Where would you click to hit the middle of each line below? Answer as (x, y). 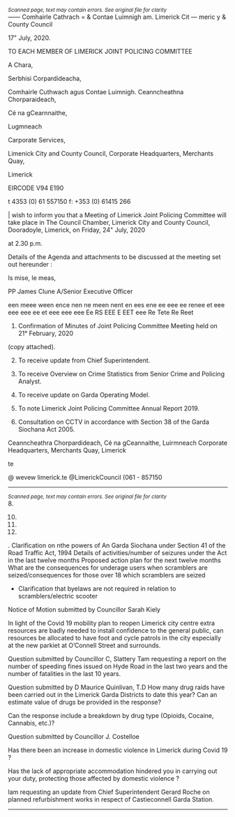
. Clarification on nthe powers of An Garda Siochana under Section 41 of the (117, 545)
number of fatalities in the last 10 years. (65, 674)
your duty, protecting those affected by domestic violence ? (94, 778)
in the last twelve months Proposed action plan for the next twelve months (115, 560)
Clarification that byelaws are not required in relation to (97, 589)
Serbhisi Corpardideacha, (45, 78)
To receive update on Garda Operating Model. (84, 395)
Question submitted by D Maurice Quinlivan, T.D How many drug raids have (116, 687)
